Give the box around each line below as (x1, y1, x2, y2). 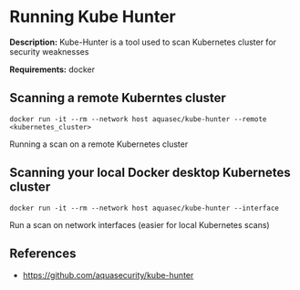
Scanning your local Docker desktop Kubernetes (9, 165, 292, 181)
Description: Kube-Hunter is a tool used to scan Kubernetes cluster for (9, 36, 276, 47)
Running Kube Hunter (9, 6, 176, 27)
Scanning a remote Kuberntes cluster (9, 90, 226, 106)
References (9, 245, 77, 261)
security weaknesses (9, 46, 89, 57)
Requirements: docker (9, 64, 96, 75)
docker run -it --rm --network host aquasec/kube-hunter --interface (9, 203, 280, 212)
